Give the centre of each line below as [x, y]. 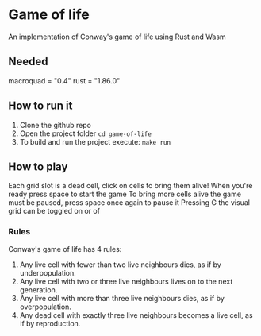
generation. [38, 290]
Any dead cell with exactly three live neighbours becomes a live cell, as [136, 315]
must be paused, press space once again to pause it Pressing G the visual [129, 203]
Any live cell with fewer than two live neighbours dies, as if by [121, 265]
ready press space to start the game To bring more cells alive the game [125, 194]
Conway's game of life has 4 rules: [65, 249]
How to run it [40, 106]
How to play [38, 166]
